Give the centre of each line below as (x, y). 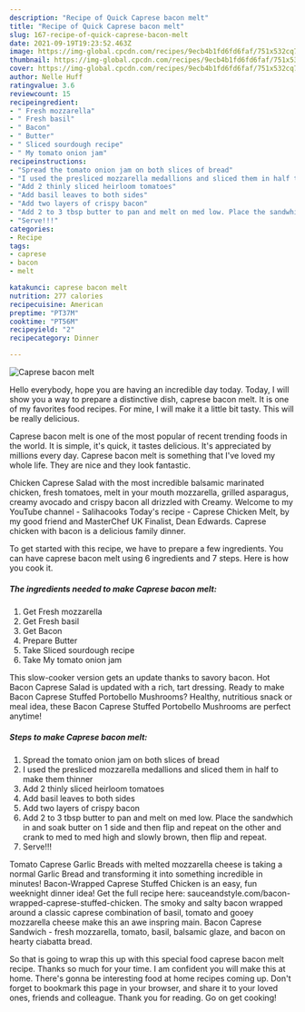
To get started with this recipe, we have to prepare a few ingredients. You (147, 549)
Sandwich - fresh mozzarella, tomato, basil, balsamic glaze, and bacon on (148, 931)
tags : (20, 246)
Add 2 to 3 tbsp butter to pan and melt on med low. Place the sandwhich (157, 818)
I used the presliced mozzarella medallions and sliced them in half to (150, 769)
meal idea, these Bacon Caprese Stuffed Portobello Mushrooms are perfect (150, 706)
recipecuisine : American (56, 304)
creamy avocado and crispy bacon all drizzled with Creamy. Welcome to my (151, 502)
